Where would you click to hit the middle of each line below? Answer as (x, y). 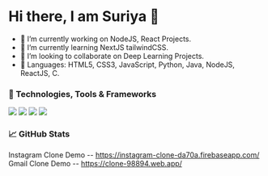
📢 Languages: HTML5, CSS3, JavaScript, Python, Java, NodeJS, (127, 65)
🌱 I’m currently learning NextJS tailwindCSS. (94, 47)
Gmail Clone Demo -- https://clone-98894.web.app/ (95, 163)
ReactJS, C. (40, 73)
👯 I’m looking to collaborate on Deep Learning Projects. (112, 56)
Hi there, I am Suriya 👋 (84, 17)
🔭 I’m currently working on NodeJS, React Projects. (106, 39)
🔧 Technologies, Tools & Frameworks (82, 94)
